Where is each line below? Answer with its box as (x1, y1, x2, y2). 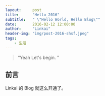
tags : (5, 36, 17, 41)
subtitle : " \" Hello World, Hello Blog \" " (5, 17, 100, 22)
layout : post (5, 7, 42, 13)
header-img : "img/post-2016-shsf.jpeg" (5, 31, 89, 36)
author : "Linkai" (5, 26, 51, 31)
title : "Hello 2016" (5, 12, 60, 17)
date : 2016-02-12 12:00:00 (5, 21, 76, 27)
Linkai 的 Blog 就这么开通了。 (5, 85, 66, 91)
